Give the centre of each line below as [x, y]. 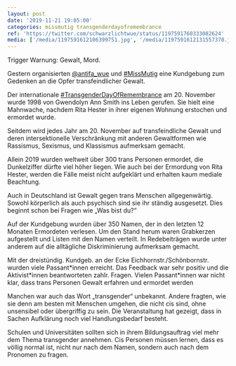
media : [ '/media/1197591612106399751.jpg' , [72, 40]
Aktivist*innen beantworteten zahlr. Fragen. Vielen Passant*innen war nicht [116, 275]
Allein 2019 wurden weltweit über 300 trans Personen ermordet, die [105, 160]
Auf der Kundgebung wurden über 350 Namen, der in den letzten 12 [106, 224]
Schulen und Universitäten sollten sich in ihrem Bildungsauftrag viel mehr [113, 332]
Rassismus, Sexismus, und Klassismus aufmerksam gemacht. [96, 146]
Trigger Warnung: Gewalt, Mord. [54, 60]
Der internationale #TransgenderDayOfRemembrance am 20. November [111, 95]
